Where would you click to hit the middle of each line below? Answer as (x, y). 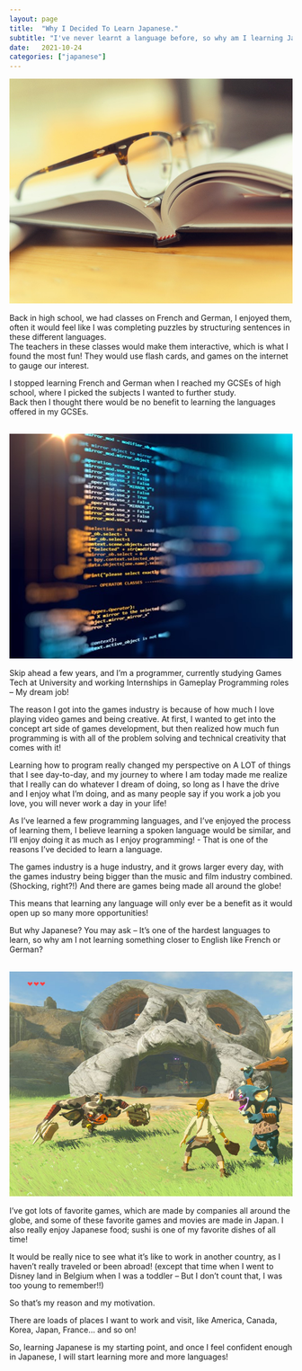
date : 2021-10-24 (46, 48)
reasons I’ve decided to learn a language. (86, 850)
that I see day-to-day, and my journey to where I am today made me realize (148, 775)
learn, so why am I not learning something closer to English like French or (145, 940)
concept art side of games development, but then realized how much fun (144, 729)
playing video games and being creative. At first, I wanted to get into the (143, 719)
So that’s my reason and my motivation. (82, 1303)
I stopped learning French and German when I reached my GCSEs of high (145, 383)
